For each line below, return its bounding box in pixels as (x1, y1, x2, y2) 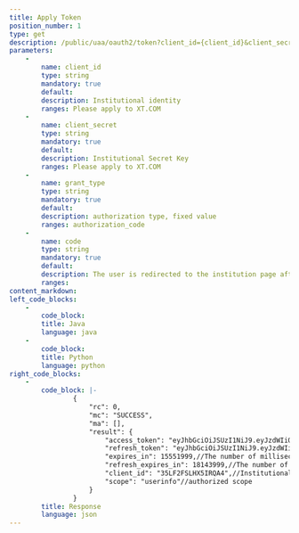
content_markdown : (9, 286, 77, 295)
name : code (41, 237, 82, 246)
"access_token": (104, 436, 166, 445)
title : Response (41, 502, 101, 511)
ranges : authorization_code (41, 220, 145, 229)
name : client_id (41, 63, 101, 72)
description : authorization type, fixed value (41, 211, 217, 221)
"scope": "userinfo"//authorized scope (104, 477, 253, 486)
